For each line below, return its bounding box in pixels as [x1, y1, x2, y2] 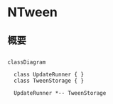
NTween [7, 4, 58, 21]
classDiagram [7, 58, 46, 66]
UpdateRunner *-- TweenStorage [14, 89, 107, 96]
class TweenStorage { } [14, 77, 84, 84]
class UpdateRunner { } [14, 71, 84, 78]
